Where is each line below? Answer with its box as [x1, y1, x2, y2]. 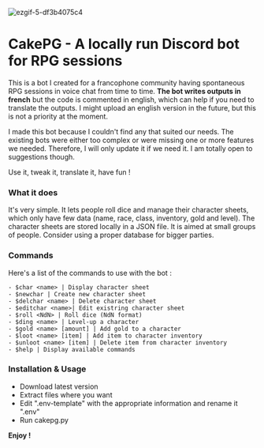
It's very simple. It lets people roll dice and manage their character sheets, [8, 205, 249, 215]
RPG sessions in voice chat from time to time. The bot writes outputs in [8, 86, 242, 96]
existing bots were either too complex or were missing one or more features [8, 135, 255, 145]
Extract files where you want [19, 390, 113, 399]
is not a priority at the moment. [8, 111, 109, 121]
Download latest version [19, 382, 99, 391]
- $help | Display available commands [8, 345, 136, 353]
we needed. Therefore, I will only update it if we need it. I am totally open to [8, 143, 253, 153]
